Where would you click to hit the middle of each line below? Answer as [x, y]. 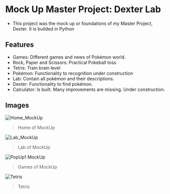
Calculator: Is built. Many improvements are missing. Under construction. [89, 89]
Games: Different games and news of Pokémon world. [69, 57]
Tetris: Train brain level [37, 68]
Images [17, 105]
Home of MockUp [36, 127]
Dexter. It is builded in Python [43, 28]
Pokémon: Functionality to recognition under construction [73, 73]
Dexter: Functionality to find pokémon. [53, 84]
